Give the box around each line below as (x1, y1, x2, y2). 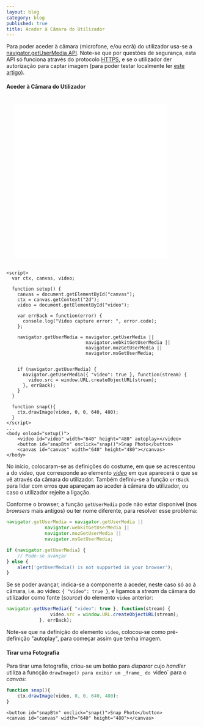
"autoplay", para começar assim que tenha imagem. (31, 635, 162, 642)
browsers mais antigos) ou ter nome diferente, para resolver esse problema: (6, 507, 198, 515)
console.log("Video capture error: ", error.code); (22, 318, 157, 324)
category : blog (6, 15, 45, 21)
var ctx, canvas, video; (12, 275, 75, 281)
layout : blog (6, 9, 40, 15)
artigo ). (6, 69, 25, 76)
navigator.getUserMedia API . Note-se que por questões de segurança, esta (6, 50, 197, 57)
